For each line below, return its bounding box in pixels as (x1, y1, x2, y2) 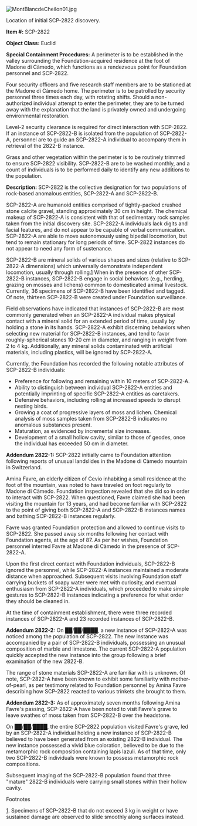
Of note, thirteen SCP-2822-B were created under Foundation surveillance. (6, 294, 188, 300)
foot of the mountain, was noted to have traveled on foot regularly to (6, 482, 171, 488)
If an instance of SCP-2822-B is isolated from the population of (6, 130, 158, 137)
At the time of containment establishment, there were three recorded (6, 609, 172, 616)
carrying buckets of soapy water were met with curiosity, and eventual (6, 579, 176, 586)
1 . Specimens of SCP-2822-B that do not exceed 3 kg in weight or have (6, 807, 178, 814)
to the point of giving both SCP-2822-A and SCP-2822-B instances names (6, 506, 186, 513)
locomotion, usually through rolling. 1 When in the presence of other (6, 269, 168, 276)
